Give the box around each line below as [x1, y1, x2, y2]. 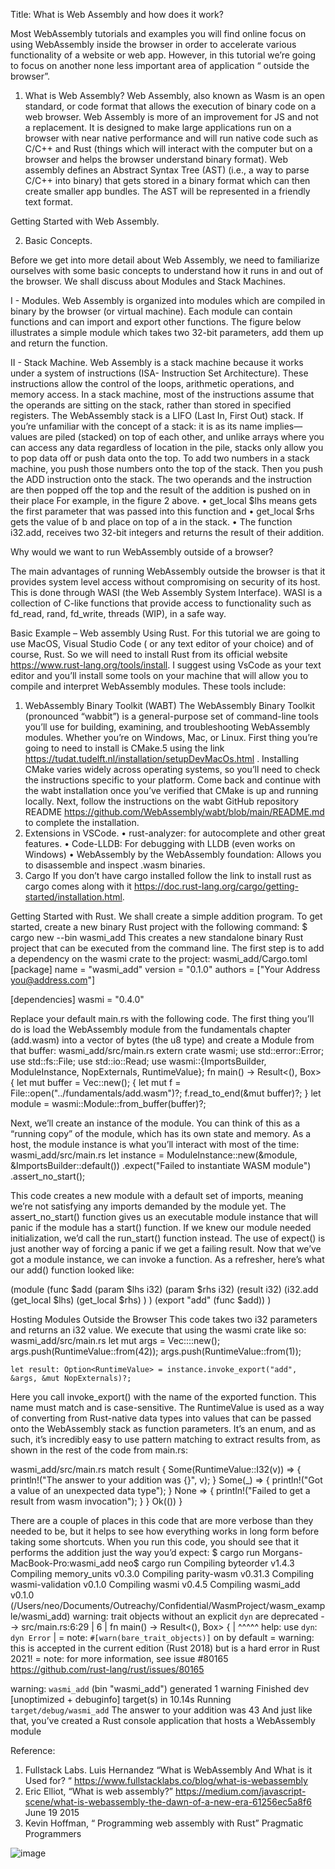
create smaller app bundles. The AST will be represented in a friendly [24, 185, 311, 197]
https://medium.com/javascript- [174, 1785, 307, 1797]
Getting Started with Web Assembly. [10, 215, 160, 227]
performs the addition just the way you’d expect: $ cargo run [10, 1547, 261, 1558]
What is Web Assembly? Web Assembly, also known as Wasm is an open [24, 90, 326, 101]
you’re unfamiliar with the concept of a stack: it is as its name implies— [10, 420, 303, 432]
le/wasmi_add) [10, 1610, 71, 1622]
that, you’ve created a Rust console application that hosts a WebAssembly [10, 1715, 316, 1726]
